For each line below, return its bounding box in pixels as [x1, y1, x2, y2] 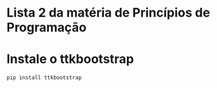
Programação [6, 19, 87, 35]
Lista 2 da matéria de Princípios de [6, 5, 211, 21]
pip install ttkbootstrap [6, 74, 82, 81]
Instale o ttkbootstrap [6, 51, 134, 67]
